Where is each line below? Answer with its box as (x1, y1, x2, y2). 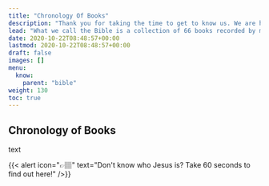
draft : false (8, 49, 52, 57)
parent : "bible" (22, 79, 78, 87)
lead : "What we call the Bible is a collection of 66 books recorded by (8, 26, 256, 34)
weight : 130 (8, 86, 48, 95)
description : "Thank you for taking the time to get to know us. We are (8, 19, 256, 27)
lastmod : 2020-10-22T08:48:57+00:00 (8, 42, 130, 50)
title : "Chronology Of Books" (8, 11, 110, 20)
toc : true (8, 94, 42, 102)
